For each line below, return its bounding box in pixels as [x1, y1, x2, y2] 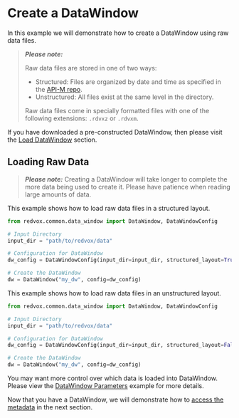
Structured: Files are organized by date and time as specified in [35, 77, 222, 86]
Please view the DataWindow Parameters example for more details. [7, 382, 204, 390]
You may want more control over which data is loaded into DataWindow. [7, 374, 218, 382]
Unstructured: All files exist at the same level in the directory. [35, 93, 214, 101]
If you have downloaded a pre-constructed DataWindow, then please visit [7, 127, 223, 136]
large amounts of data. [24, 190, 92, 199]
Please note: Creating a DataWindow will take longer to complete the [24, 174, 228, 183]
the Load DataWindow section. [7, 135, 97, 144]
